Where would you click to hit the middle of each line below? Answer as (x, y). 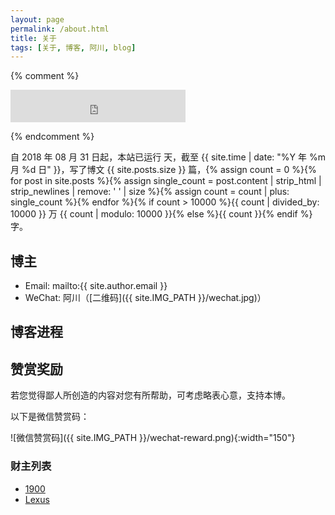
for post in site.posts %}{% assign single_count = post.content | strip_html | (166, 181)
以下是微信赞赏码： (50, 417)
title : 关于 (33, 38)
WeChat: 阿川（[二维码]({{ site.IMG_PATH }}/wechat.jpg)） (145, 298)
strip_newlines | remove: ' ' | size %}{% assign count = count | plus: (150, 192)
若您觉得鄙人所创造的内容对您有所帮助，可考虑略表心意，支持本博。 (150, 395)
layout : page (37, 19)
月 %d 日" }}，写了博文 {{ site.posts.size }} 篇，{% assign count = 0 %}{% (163, 170)
